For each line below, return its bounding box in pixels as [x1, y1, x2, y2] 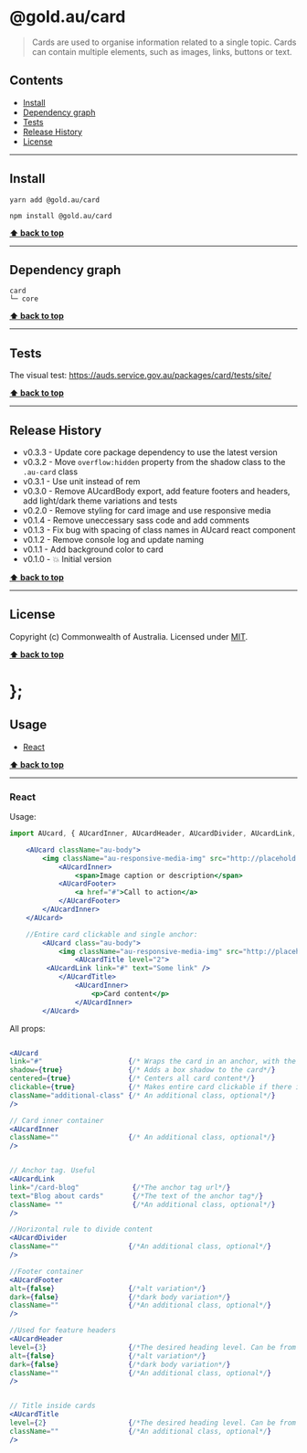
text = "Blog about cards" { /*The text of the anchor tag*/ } [9, 1191, 263, 1201]
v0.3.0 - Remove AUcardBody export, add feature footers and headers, [22, 486, 291, 496]
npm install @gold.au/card [9, 211, 112, 220]
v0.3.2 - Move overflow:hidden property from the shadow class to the [22, 457, 286, 467]
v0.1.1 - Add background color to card [22, 544, 164, 555]
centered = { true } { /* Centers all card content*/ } [9, 1074, 256, 1084]
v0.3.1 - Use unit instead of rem [22, 476, 141, 486]
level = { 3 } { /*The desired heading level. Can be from [9, 1342, 297, 1352]
